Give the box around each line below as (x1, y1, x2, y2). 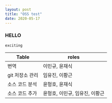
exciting (5, 43, 23, 48)
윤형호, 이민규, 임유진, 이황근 (43, 90, 105, 97)
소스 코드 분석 (7, 81, 37, 88)
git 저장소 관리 (7, 72, 39, 78)
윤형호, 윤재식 (43, 81, 73, 88)
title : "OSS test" (5, 12, 42, 16)
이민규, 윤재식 (43, 62, 73, 69)
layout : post (5, 7, 32, 12)
